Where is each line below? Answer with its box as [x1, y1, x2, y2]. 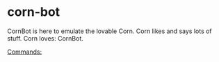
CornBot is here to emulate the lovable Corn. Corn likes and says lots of [7, 27, 212, 35]
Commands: [7, 48, 42, 56]
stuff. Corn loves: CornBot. [7, 34, 83, 42]
